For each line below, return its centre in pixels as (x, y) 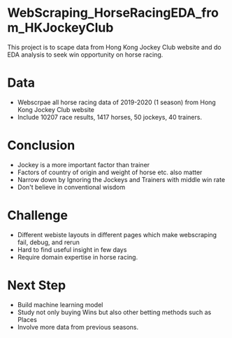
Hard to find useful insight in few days (72, 249)
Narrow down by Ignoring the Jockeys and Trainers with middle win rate (121, 179)
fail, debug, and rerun (49, 242)
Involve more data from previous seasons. (78, 327)
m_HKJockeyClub (60, 28)
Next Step (37, 285)
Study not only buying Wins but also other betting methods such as (114, 312)
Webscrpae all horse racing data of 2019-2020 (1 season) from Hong (117, 102)
